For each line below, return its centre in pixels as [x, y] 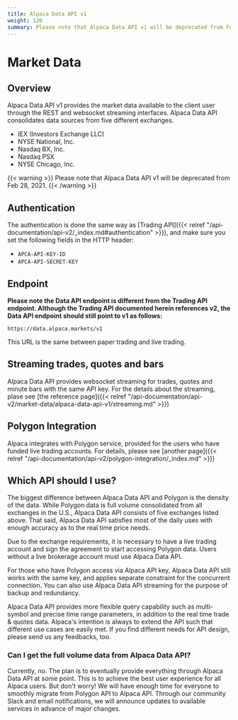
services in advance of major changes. [64, 708]
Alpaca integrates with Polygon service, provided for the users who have [113, 443]
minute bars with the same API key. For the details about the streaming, [111, 389]
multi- [205, 607]
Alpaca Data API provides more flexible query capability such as [101, 607]
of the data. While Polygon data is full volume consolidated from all [105, 505]
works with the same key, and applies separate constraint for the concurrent [119, 578]
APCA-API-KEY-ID [41, 255]
